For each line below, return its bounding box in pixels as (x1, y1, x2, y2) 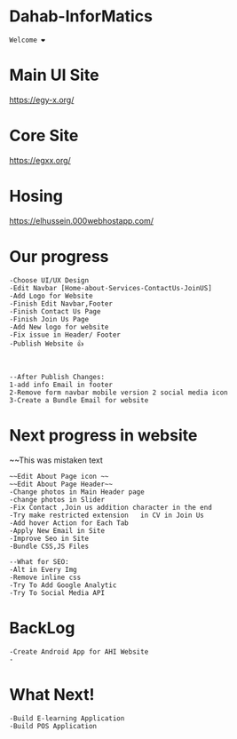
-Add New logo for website (9, 322, 109, 331)
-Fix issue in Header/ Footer (9, 330, 122, 339)
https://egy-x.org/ (9, 94, 75, 105)
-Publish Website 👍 (9, 339, 84, 348)
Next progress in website (9, 425, 198, 445)
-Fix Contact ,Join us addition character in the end (9, 503, 213, 512)
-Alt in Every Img (9, 565, 77, 574)
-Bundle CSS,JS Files (9, 542, 90, 551)
